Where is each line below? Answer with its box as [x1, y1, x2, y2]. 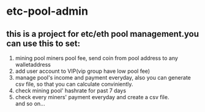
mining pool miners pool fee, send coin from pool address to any [15, 54, 179, 62]
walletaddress [15, 61, 51, 68]
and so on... [15, 100, 45, 107]
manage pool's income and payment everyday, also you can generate [15, 74, 192, 81]
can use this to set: [6, 38, 81, 48]
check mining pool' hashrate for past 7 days [15, 87, 127, 94]
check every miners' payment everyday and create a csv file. [15, 94, 170, 100]
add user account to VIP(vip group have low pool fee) [15, 67, 151, 75]
